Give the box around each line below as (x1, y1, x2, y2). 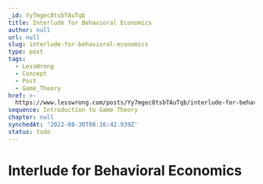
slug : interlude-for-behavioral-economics (8, 41, 149, 49)
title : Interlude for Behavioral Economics (8, 19, 153, 27)
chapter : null (8, 114, 55, 121)
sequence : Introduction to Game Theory (8, 106, 139, 114)
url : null (8, 33, 41, 41)
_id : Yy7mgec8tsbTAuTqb (8, 11, 86, 20)
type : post (8, 48, 44, 56)
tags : (8, 56, 26, 63)
